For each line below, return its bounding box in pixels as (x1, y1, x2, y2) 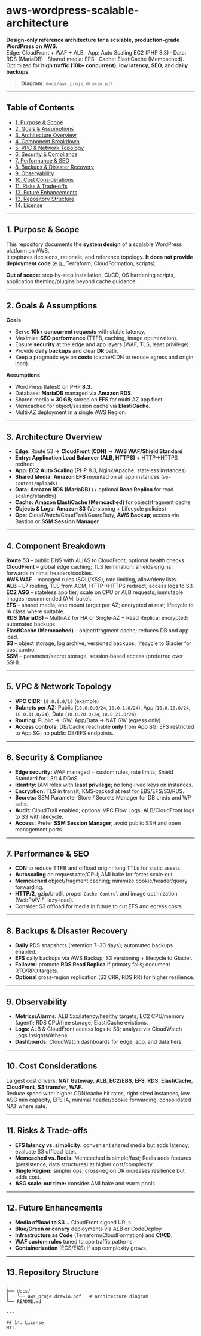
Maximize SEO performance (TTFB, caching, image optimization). (14, 334, 178, 342)
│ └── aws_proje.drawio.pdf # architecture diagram (6, 1293, 148, 1299)
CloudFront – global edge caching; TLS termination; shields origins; (6, 563, 173, 570)
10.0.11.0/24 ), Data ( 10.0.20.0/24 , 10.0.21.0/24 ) (14, 710, 136, 717)
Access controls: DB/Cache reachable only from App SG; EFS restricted (14, 723, 194, 730)
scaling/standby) (14, 493, 57, 500)
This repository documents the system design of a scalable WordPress (6, 241, 182, 248)
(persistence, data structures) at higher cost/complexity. (14, 1160, 154, 1167)
